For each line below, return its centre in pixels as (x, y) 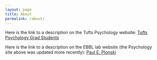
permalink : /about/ (25, 19)
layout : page (18, 10)
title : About (18, 14)
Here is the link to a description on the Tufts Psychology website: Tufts (76, 33)
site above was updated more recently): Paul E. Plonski (61, 52)
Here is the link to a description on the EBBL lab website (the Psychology (78, 47)
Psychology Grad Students (32, 38)
